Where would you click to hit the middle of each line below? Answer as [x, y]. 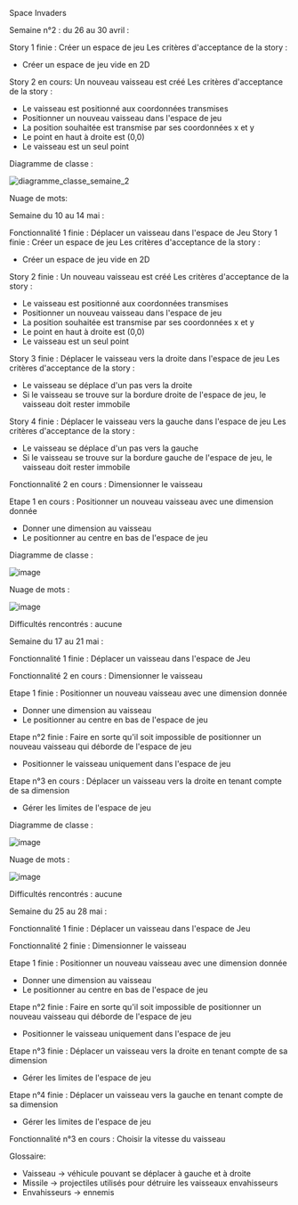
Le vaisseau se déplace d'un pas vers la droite [107, 385]
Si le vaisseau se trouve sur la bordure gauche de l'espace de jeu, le [147, 457]
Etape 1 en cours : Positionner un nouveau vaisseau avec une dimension [141, 501]
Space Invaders [38, 13]
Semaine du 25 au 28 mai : [58, 911]
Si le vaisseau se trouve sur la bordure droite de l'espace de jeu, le [144, 395]
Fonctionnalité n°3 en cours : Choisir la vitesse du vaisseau [117, 1139]
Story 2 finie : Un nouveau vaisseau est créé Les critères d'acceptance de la [149, 277]
